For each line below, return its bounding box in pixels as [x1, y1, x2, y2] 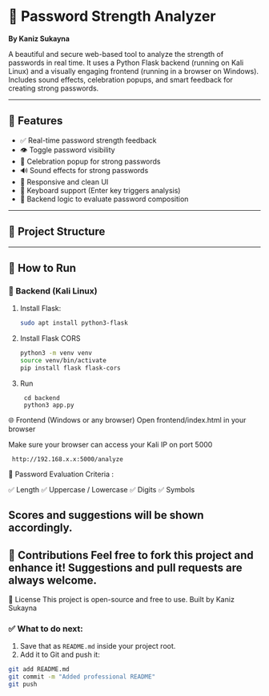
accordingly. [8, 521, 73, 535]
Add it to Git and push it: [19, 649, 100, 660]
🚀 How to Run [8, 261, 77, 275]
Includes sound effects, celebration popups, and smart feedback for [8, 75, 234, 84]
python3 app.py [23, 401, 74, 409]
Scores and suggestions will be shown [8, 508, 204, 522]
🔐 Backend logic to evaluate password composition [19, 194, 189, 204]
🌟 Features [8, 114, 63, 127]
